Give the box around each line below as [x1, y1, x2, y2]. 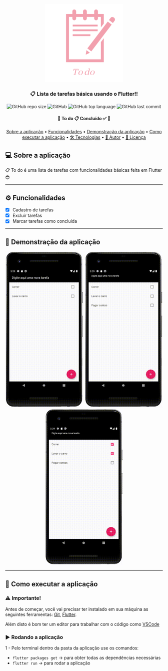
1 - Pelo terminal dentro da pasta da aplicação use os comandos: [5, 645, 139, 651]
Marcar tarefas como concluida [12, 218, 77, 224]
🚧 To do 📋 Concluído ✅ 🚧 [57, 115, 111, 121]
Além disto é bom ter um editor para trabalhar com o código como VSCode [5, 621, 160, 627]
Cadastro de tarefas [12, 207, 54, 213]
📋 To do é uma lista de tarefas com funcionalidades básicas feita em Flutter [5, 167, 162, 173]
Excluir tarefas [12, 212, 42, 219]
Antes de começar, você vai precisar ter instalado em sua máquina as [5, 606, 148, 612]
